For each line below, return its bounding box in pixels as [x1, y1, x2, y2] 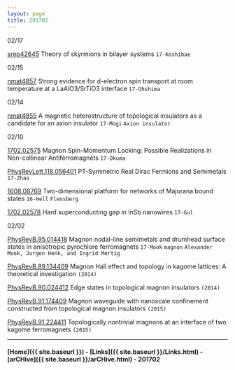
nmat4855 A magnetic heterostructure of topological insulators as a [7, 111, 203, 120]
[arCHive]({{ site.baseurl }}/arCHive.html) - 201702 [7, 355, 161, 364]
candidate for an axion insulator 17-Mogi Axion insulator [7, 118, 171, 127]
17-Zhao [7, 174, 30, 181]
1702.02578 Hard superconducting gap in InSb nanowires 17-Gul [7, 207, 194, 216]
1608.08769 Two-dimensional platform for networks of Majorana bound [7, 186, 213, 195]
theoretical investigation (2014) [7, 269, 97, 277]
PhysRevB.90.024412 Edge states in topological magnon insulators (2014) [7, 283, 220, 292]
